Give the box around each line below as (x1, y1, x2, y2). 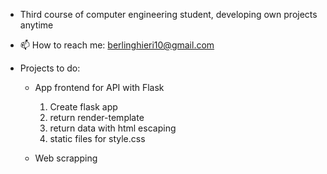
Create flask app (49, 101, 118, 113)
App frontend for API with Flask (34, 82, 165, 93)
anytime (19, 19, 54, 31)
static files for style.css (49, 133, 146, 144)
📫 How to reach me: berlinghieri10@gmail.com (19, 39, 215, 51)
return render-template (49, 112, 145, 123)
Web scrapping (34, 152, 98, 164)
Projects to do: (19, 62, 81, 74)
